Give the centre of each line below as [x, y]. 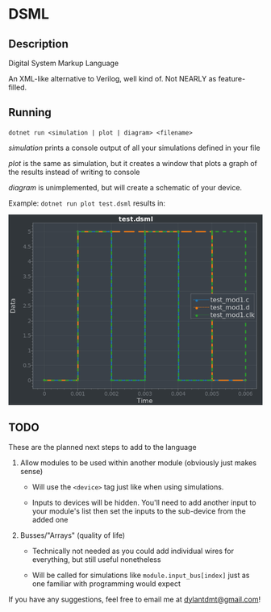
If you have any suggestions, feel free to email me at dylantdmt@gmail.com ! [134, 599]
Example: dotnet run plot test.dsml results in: [87, 203]
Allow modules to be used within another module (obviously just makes [138, 462]
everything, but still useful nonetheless [96, 559]
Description [38, 44]
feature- [232, 79]
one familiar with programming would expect [106, 583]
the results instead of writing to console [74, 172]
